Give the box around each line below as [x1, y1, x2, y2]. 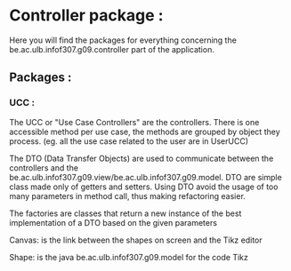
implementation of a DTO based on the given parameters [9, 217, 218, 227]
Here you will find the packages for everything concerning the [9, 35, 238, 45]
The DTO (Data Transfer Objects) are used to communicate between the [9, 153, 274, 163]
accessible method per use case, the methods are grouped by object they [9, 126, 280, 137]
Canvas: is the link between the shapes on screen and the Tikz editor [9, 235, 263, 245]
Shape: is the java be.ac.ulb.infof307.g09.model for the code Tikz [9, 251, 249, 262]
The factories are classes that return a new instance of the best [9, 208, 242, 219]
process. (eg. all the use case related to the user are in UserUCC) [9, 135, 249, 147]
